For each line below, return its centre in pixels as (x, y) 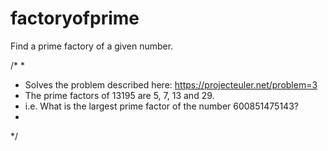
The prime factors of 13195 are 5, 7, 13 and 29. (119, 95)
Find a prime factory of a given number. (92, 46)
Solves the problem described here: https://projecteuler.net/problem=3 (171, 84)
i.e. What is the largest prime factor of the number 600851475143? (161, 106)
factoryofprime (75, 18)
